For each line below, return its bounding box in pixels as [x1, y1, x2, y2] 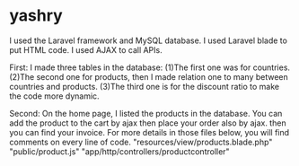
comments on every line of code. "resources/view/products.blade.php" [9, 136, 273, 147]
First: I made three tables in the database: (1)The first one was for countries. [9, 62, 290, 73]
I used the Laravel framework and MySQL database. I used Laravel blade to [9, 35, 287, 46]
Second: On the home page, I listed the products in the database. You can [9, 108, 283, 118]
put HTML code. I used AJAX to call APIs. [9, 44, 163, 55]
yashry [9, 5, 63, 26]
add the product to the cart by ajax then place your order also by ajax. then [9, 118, 286, 128]
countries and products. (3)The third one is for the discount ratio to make [9, 81, 280, 92]
